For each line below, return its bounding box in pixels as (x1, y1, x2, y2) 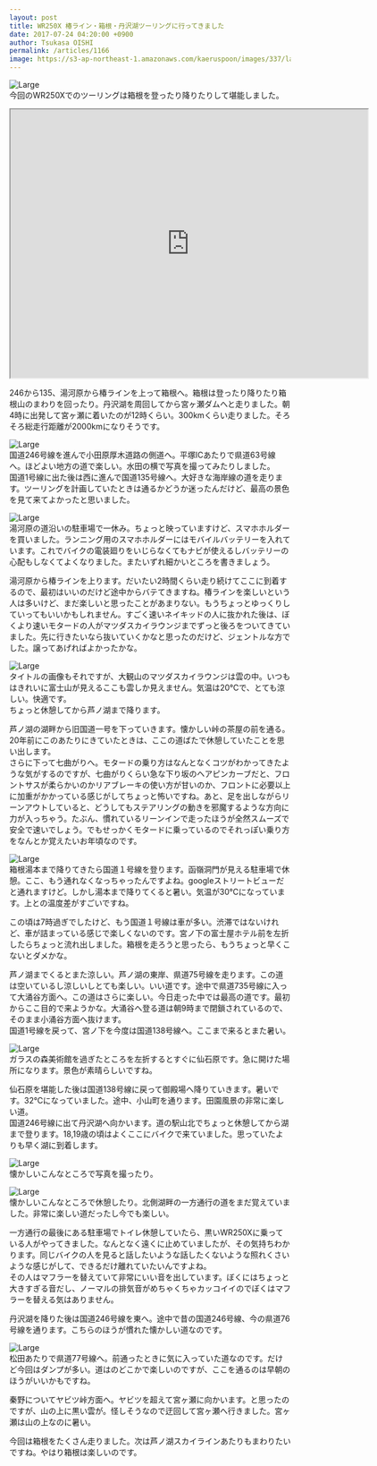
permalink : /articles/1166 (9, 47, 110, 55)
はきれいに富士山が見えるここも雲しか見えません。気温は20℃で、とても (9, 682, 278, 693)
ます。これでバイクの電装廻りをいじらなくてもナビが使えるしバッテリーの (16, 545, 289, 556)
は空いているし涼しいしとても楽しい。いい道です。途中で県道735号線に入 (9, 981, 280, 991)
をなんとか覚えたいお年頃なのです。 (9, 836, 142, 846)
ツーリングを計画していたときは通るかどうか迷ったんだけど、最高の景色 (23, 483, 290, 493)
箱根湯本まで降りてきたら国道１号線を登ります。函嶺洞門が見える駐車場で (9, 865, 282, 874)
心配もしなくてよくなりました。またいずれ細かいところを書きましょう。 (9, 557, 275, 567)
